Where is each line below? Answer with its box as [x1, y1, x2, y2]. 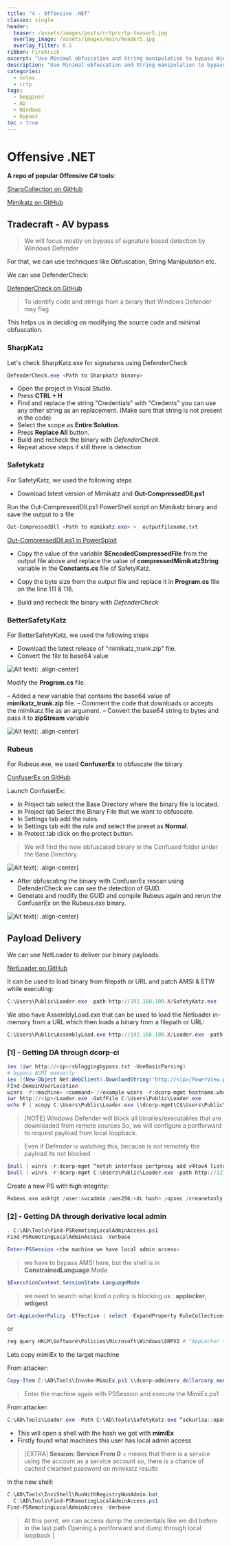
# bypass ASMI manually [7, 1069, 76, 1077]
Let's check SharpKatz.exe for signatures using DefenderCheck [7, 358, 188, 366]
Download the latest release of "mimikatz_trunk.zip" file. [16, 644, 177, 652]
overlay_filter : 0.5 [13, 42, 72, 49]
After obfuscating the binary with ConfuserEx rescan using [16, 877, 184, 885]
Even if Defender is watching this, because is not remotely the [23, 1142, 200, 1151]
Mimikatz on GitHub [7, 198, 63, 207]
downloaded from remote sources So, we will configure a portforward [23, 1122, 222, 1130]
